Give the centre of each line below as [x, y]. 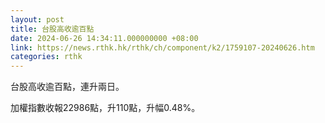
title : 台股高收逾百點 [52, 29]
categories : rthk [46, 57]
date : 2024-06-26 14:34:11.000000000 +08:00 [104, 38]
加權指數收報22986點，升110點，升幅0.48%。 [105, 108]
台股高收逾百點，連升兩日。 [67, 87]
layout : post [37, 19]
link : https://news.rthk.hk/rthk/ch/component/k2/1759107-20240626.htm [162, 47]
